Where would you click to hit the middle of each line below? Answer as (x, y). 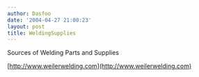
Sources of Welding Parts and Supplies (63, 53)
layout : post (26, 26)
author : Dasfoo (29, 14)
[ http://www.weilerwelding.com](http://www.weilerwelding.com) (99, 66)
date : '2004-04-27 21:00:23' (49, 20)
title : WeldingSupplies (42, 33)
